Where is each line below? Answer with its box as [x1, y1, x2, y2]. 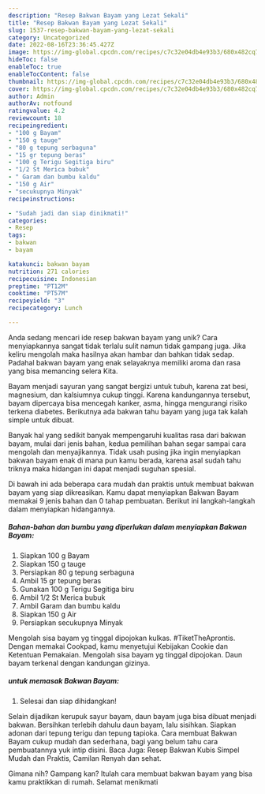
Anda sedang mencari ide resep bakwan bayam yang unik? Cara [8, 332, 218, 342]
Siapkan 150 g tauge [19, 559, 87, 568]
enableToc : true [8, 63, 62, 71]
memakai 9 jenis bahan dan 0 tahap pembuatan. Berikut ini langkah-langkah [8, 496, 256, 505]
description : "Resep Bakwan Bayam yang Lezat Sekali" [8, 11, 189, 20]
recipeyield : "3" [8, 297, 65, 305]
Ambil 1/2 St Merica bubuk [19, 593, 106, 602]
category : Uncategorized [8, 33, 90, 42]
